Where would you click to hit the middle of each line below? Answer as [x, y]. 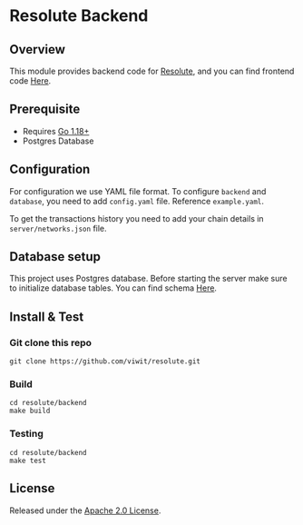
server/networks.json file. [58, 228]
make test [28, 461]
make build [30, 411]
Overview [38, 50]
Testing [26, 434]
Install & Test [47, 317]
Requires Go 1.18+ [56, 131]
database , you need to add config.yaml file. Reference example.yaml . [137, 201]
